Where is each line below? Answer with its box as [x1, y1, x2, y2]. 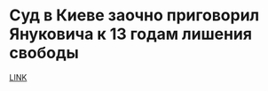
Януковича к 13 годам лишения [9, 24, 253, 44]
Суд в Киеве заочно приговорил [9, 5, 260, 26]
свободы [9, 43, 80, 63]
